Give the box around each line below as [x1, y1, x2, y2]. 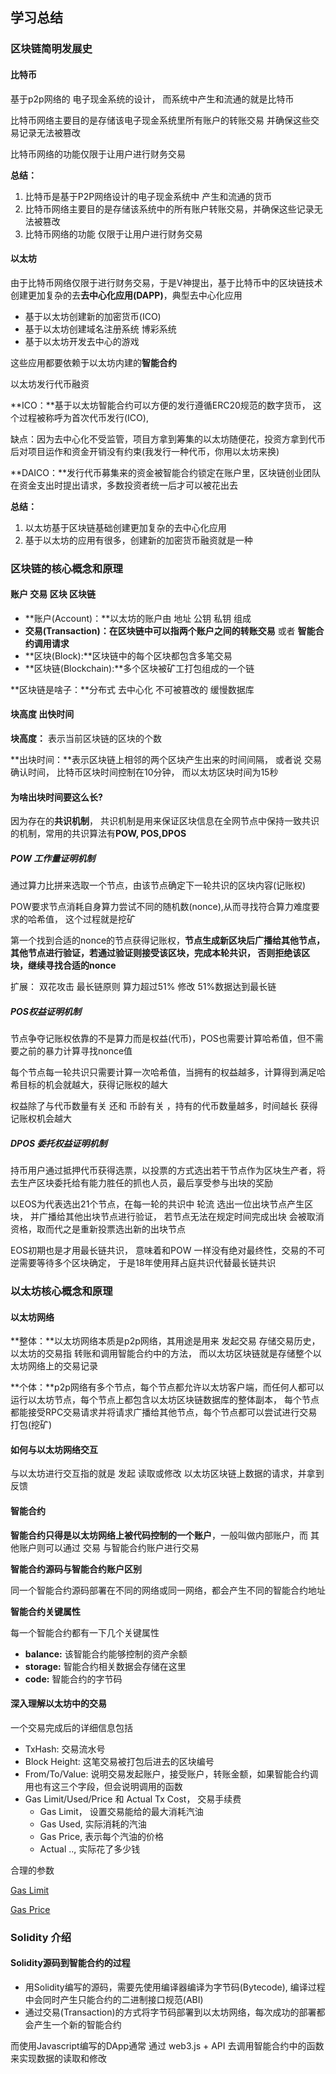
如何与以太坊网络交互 [10, 1443, 98, 1455]
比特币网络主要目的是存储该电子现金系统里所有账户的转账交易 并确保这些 [10, 114, 311, 126]
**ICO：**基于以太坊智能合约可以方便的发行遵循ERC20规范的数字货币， [10, 399, 311, 411]
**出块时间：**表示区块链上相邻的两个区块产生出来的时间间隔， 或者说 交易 [10, 754, 322, 766]
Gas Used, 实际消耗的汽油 [39, 1818, 147, 1830]
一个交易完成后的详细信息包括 [10, 1721, 133, 1733]
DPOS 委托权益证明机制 [10, 1137, 108, 1149]
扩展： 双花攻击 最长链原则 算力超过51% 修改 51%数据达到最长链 [10, 981, 277, 993]
